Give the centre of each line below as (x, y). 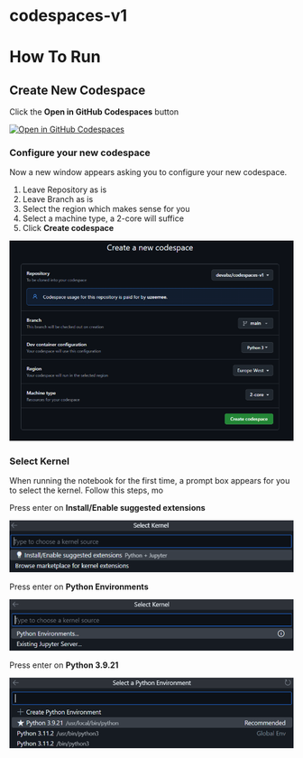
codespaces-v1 (69, 16)
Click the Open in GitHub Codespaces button (94, 112)
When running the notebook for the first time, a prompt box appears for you (150, 481)
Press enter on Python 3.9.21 (64, 665)
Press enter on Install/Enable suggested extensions (107, 508)
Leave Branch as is (58, 199)
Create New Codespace (78, 90)
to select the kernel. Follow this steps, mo (87, 490)
